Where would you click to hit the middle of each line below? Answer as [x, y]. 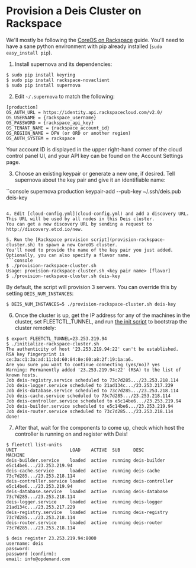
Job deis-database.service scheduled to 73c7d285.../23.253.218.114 [92, 391]
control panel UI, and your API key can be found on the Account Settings [95, 156]
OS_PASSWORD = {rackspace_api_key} [50, 123]
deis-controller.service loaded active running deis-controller [90, 481]
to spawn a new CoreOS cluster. [78, 245]
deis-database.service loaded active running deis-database [87, 491]
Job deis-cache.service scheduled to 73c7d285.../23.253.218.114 [88, 396]
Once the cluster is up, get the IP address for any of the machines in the [102, 315]
